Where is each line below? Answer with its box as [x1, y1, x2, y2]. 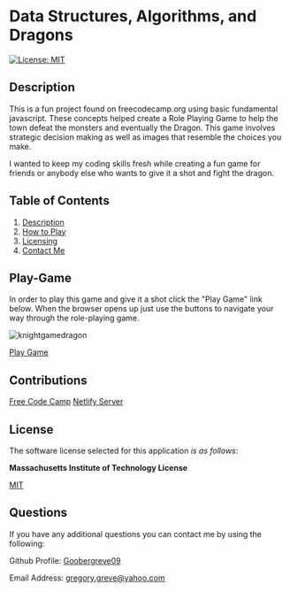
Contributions [9, 373, 88, 388]
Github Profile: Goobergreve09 [9, 555, 121, 565]
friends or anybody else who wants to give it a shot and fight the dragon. [9, 167, 274, 178]
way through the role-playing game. [9, 312, 140, 324]
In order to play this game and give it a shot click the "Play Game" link [9, 294, 263, 304]
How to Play [21, 226, 66, 236]
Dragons [9, 25, 73, 45]
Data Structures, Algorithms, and [9, 6, 257, 27]
